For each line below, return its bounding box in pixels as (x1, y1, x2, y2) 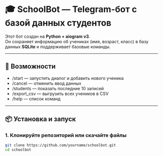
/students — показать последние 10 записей (12, 85, 104, 91)
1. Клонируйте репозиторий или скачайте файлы (5, 132, 127, 139)
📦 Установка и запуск (5, 115, 76, 124)
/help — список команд (12, 95, 61, 102)
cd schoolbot (5, 147, 32, 153)
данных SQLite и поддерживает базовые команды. (5, 44, 111, 49)
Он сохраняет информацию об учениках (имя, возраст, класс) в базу (5, 38, 149, 44)
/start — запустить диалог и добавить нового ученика (12, 75, 124, 81)
